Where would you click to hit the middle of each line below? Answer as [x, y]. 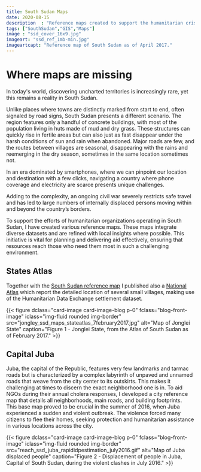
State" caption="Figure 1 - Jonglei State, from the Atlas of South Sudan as [97, 329]
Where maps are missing [69, 75]
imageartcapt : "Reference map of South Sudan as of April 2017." [89, 46]
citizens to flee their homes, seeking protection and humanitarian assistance [100, 419]
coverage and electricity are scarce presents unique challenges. [85, 184]
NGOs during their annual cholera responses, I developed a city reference [97, 394]
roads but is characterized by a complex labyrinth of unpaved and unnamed [100, 375]
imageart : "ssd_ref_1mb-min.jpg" [48, 40]
